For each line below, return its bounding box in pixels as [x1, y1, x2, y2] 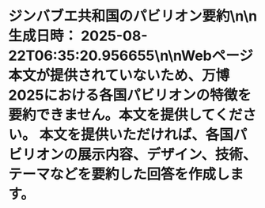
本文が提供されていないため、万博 [8, 66, 230, 85]
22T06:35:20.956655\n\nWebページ [8, 47, 253, 65]
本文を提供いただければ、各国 [39, 126, 233, 144]
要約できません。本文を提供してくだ [8, 106, 243, 124]
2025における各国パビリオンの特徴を [8, 86, 252, 104]
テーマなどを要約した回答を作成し [8, 165, 231, 183]
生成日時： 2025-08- [8, 27, 148, 45]
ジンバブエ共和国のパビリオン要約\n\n [8, 7, 258, 25]
